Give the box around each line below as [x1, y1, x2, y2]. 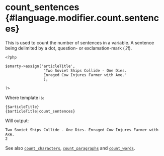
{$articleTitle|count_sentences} [5, 109, 75, 114]
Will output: [5, 118, 29, 124]
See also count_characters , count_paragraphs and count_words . [5, 145, 135, 151]
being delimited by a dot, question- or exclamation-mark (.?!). [5, 45, 132, 51]
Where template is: [5, 94, 44, 100]
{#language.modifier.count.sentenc [5, 12, 159, 24]
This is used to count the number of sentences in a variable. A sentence [5, 39, 154, 45]
